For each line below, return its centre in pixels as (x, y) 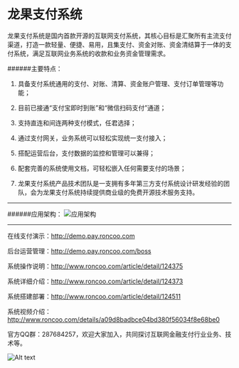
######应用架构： (35, 214)
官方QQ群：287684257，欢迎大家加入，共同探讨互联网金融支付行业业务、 (116, 334)
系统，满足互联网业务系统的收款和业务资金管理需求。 (91, 53)
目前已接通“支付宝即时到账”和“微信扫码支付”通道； (92, 107)
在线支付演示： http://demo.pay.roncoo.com (71, 236)
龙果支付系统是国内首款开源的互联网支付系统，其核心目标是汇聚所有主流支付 (119, 36)
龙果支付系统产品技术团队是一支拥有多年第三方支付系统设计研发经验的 (121, 183)
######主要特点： (35, 68)
